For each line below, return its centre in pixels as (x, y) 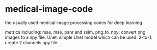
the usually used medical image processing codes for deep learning (74, 23)
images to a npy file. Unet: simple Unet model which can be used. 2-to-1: (79, 37)
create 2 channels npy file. (32, 42)
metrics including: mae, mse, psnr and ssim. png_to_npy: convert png (75, 32)
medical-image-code (49, 9)
